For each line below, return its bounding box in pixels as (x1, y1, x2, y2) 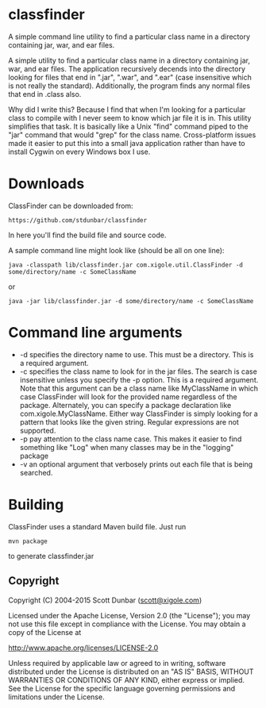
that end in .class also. (8, 89, 82, 98)
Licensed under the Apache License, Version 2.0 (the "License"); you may (8, 610, 251, 620)
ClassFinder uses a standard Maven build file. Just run (8, 521, 187, 531)
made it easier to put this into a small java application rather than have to (8, 138, 245, 148)
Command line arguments (8, 324, 183, 342)
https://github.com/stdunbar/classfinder (8, 216, 148, 224)
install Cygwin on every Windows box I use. (8, 147, 151, 156)
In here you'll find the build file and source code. (8, 230, 167, 240)
